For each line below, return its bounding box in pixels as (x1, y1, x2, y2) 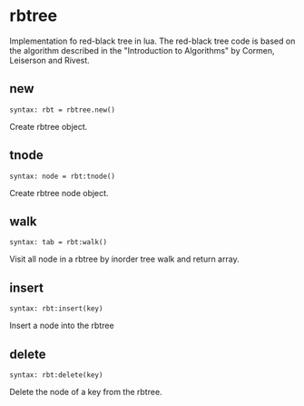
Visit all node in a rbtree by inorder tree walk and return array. (9, 253, 240, 264)
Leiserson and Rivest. (9, 54, 91, 65)
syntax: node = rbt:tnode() (9, 172, 116, 181)
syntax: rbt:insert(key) (9, 304, 103, 313)
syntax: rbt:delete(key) (9, 371, 103, 380)
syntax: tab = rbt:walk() (9, 238, 107, 247)
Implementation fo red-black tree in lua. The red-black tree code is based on (9, 35, 296, 46)
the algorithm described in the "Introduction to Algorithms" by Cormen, (9, 45, 275, 55)
